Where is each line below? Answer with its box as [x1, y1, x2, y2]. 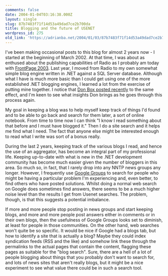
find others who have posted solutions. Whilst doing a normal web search [5, 180, 157, 186]
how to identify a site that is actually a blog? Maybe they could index [5, 233, 146, 239]
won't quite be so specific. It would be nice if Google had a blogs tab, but [5, 227, 156, 233]
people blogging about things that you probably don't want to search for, [5, 254, 155, 260]
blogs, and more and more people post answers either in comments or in [5, 211, 155, 217]
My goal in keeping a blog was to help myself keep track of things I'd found [5, 106, 160, 113]
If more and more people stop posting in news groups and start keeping [5, 206, 153, 212]
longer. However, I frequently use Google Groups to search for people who [5, 170, 159, 176]
